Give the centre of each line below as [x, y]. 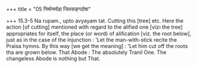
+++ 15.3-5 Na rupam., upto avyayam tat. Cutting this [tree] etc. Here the [95, 21]
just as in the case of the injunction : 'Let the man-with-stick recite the [92, 40]
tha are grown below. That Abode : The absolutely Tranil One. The [86, 52]
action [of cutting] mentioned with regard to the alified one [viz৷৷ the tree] [95, 27]
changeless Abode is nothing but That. [53, 58]
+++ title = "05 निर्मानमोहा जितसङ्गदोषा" [49, 9]
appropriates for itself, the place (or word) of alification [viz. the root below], [99, 33]
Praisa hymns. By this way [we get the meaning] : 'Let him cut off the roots [97, 46]
